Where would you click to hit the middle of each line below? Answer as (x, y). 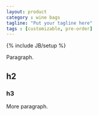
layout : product (26, 12)
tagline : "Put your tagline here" (50, 23)
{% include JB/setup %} (36, 46)
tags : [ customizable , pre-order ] (50, 29)
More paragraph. (27, 106)
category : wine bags (33, 17)
